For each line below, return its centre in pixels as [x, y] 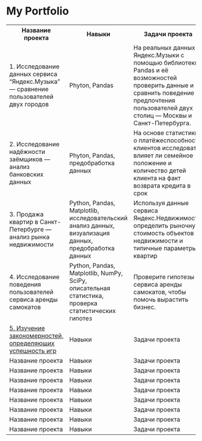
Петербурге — [31, 229]
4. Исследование [35, 277]
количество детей [160, 170]
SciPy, [78, 281]
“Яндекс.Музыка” [35, 81]
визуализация [89, 233]
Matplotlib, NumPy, [96, 273]
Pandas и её [151, 70]
